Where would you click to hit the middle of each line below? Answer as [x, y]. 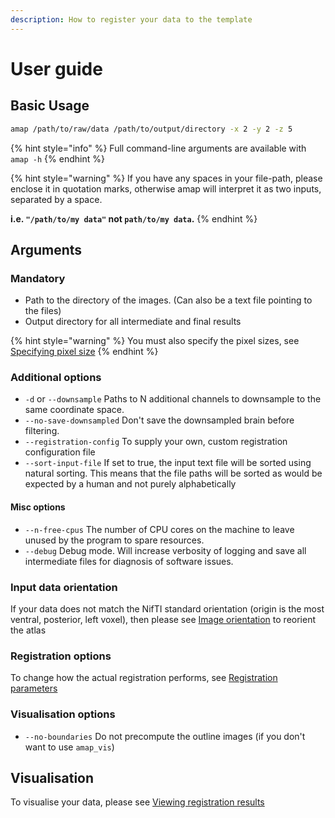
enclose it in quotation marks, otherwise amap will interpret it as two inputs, [166, 188]
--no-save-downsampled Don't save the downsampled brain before [159, 420]
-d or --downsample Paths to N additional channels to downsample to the [173, 399]
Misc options [38, 507]
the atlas [28, 630]
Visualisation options [63, 714]
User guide [56, 68]
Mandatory [38, 278]
